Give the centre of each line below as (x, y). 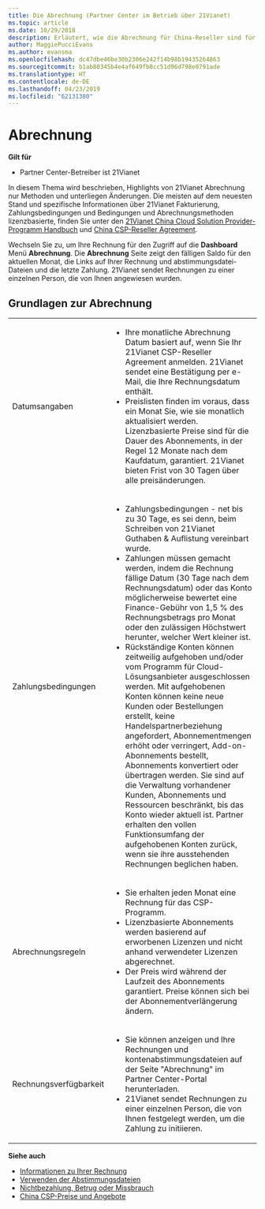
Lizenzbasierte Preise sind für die (187, 431)
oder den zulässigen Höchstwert (185, 627)
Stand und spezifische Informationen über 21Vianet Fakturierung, (114, 204)
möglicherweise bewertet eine (181, 598)
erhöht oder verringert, (168, 745)
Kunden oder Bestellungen (174, 706)
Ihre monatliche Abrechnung (178, 332)
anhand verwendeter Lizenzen (181, 952)
